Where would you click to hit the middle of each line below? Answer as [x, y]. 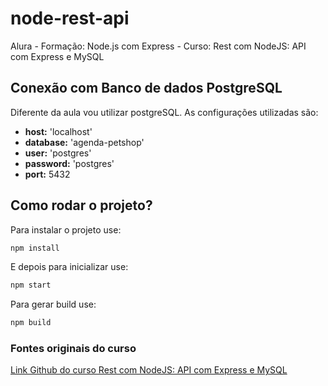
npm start [31, 285]
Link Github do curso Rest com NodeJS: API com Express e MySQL [149, 370]
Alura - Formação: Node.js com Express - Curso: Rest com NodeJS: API [158, 46]
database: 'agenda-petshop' [84, 142]
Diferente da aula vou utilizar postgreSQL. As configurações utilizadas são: [164, 112]
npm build [31, 323]
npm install [35, 248]
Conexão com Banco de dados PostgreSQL [146, 88]
